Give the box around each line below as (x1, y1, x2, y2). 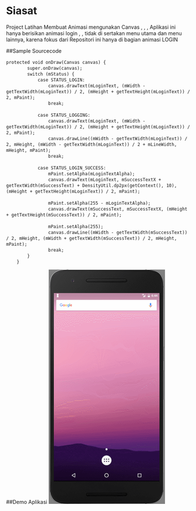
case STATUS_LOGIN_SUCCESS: (37, 165, 107, 171)
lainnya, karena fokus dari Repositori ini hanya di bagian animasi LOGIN (6, 36, 178, 43)
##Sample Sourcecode (6, 47, 62, 54)
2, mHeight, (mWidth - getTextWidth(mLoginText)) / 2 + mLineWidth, (6, 141, 177, 147)
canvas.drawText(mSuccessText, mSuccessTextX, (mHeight (48, 206, 188, 212)
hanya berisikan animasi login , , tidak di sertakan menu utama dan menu (6, 29, 182, 36)
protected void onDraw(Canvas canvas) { (6, 59, 107, 65)
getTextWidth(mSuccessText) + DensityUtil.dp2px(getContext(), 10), (6, 182, 177, 188)
